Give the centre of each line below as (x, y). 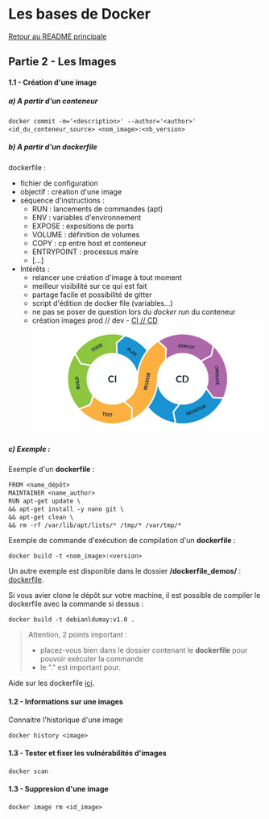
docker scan (28, 771)
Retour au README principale (58, 36)
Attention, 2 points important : (77, 635)
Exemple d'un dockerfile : (52, 470)
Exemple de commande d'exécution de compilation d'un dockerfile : (122, 541)
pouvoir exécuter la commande (91, 659)
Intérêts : (35, 269)
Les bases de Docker (80, 14)
